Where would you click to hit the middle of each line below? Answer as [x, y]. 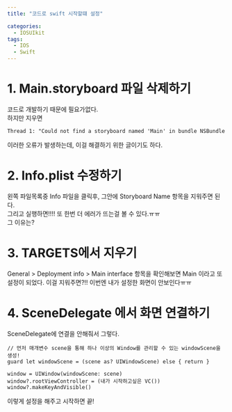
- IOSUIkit [29, 33]
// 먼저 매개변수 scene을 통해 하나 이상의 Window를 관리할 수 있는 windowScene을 [114, 348]
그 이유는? [21, 222]
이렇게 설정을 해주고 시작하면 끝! [51, 401]
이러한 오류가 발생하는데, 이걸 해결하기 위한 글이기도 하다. [85, 145]
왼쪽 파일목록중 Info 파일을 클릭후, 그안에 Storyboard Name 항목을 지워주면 [110, 196]
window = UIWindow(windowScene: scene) [65, 374]
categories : [24, 26]
